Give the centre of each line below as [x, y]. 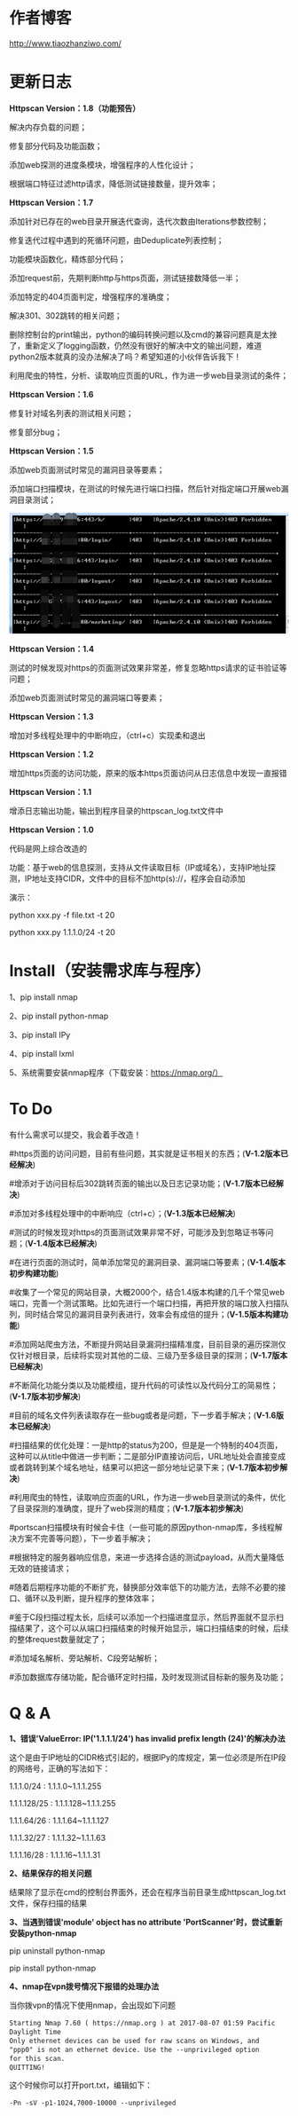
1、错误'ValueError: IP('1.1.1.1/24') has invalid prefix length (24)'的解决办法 [147, 1739]
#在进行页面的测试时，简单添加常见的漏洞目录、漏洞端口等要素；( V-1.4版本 [148, 1262]
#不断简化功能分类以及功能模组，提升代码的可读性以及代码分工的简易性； [144, 1385]
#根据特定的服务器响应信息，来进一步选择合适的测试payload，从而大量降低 [147, 1557]
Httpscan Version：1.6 [51, 394]
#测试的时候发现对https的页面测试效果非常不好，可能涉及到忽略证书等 [137, 1232]
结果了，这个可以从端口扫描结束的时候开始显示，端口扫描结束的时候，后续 [153, 1628]
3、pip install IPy [40, 1034]
